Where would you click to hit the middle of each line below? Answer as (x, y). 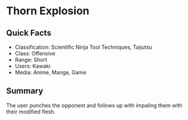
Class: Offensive (35, 53)
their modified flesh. (31, 112)
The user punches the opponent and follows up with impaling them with (95, 105)
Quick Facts (29, 33)
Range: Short (31, 60)
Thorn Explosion (48, 11)
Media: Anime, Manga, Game (50, 72)
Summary (25, 91)
